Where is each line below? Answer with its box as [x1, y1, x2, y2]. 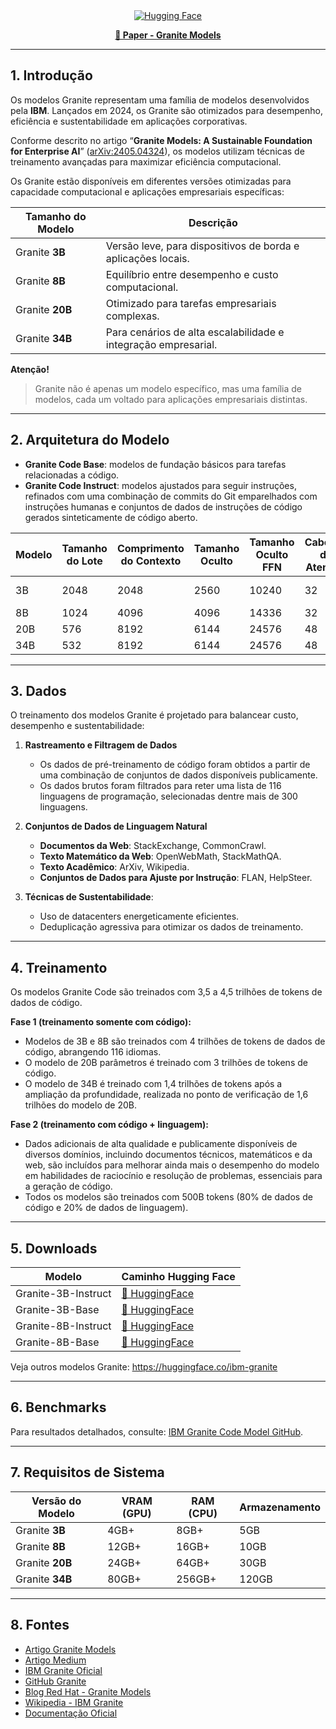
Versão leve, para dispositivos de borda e [105, 239, 300, 253]
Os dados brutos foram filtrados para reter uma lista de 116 [39, 780, 282, 792]
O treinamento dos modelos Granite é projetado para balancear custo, [10, 709, 299, 721]
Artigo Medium [24, 1654, 87, 1666]
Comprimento [116, 541, 185, 555]
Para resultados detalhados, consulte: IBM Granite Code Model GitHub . [10, 1425, 304, 1438]
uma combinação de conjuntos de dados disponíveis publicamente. [39, 769, 318, 781]
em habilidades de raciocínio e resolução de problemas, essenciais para [24, 1170, 323, 1182]
